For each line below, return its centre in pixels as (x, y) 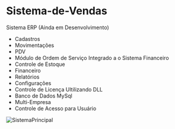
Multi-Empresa (33, 102)
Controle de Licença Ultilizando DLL (59, 89)
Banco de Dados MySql (43, 96)
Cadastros (27, 39)
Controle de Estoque (40, 64)
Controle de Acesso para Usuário (55, 108)
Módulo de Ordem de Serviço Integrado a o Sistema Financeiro (92, 58)
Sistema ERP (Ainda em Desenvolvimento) (58, 27)
